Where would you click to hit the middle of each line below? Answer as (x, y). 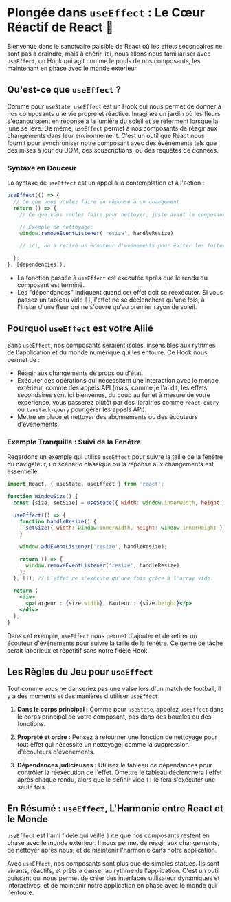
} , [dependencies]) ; (37, 265)
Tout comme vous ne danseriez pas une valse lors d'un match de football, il (114, 688)
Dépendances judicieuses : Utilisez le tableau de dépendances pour (115, 765)
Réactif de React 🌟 (60, 27)
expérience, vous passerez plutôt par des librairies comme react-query (118, 402)
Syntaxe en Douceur (42, 168)
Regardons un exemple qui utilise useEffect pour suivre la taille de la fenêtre (115, 457)
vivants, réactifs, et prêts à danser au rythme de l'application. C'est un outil (113, 871)
